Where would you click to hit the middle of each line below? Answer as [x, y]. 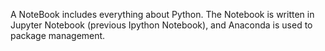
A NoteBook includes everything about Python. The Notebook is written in [162, 14]
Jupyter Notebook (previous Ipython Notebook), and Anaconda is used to [161, 25]
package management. [58, 35]
